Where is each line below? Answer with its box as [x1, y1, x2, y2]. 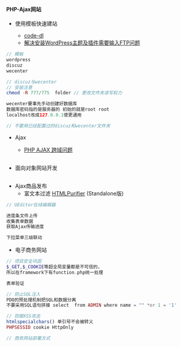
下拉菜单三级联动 [6, 235, 43, 241]
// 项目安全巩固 [6, 259, 41, 265]
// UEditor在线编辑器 [6, 201, 56, 207]
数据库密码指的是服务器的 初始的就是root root [6, 106, 109, 112]
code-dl [23, 32, 44, 39]
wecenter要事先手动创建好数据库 [6, 101, 78, 107]
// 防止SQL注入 [6, 291, 41, 297]
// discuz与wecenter [6, 79, 57, 85]
